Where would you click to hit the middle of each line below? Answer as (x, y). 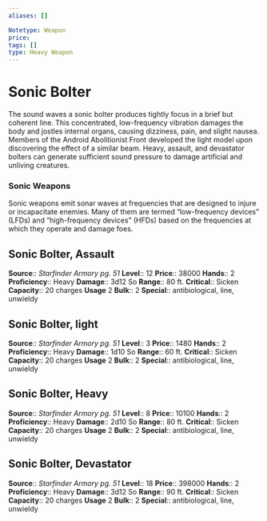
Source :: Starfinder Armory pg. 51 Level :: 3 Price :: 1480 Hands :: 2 (117, 343)
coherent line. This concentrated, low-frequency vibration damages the (126, 123)
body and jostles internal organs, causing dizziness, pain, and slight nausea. (134, 131)
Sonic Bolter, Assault (61, 254)
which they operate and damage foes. (71, 229)
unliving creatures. (39, 166)
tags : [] (23, 45)
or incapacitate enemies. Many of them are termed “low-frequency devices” (134, 212)
